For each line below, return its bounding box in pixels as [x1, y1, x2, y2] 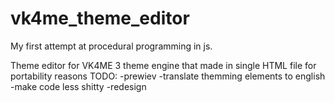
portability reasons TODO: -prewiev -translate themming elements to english [10, 70, 326, 82]
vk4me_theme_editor [10, 7, 190, 30]
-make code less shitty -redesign [10, 80, 147, 92]
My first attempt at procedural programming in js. [10, 40, 213, 52]
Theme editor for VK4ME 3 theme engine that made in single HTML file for [10, 59, 317, 71]
